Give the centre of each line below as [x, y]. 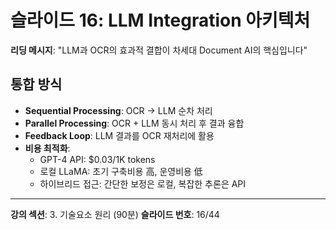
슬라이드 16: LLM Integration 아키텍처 [160, 20]
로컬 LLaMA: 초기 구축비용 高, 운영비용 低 [121, 171]
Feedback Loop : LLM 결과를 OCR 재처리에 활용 [119, 135]
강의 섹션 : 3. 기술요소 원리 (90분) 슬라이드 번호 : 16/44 [115, 214]
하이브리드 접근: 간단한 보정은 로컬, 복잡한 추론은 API [143, 183]
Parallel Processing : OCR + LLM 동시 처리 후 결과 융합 [134, 123]
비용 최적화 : [47, 148]
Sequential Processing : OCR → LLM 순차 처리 [118, 110]
